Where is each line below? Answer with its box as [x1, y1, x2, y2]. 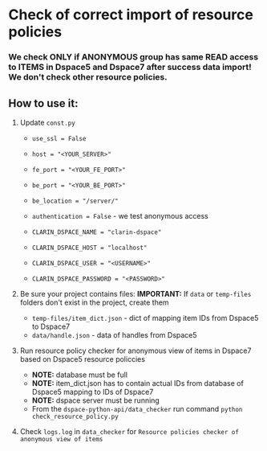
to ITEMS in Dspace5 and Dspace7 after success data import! [8, 62, 252, 73]
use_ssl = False [31, 134, 87, 142]
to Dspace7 [31, 322, 71, 331]
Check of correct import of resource [8, 6, 254, 24]
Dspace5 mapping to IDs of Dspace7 [31, 387, 154, 396]
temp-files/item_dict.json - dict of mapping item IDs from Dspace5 [31, 313, 259, 322]
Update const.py [19, 117, 76, 127]
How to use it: [8, 96, 79, 110]
